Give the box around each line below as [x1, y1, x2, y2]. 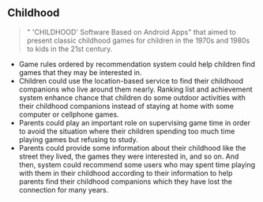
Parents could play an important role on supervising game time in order [18, 118, 250, 127]
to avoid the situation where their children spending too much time [18, 126, 235, 136]
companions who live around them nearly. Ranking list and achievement [18, 84, 254, 94]
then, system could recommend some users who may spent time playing [18, 159, 256, 169]
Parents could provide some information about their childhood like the [18, 143, 246, 152]
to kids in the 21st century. [26, 43, 113, 54]
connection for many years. [18, 185, 109, 194]
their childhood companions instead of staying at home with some [18, 101, 235, 110]
